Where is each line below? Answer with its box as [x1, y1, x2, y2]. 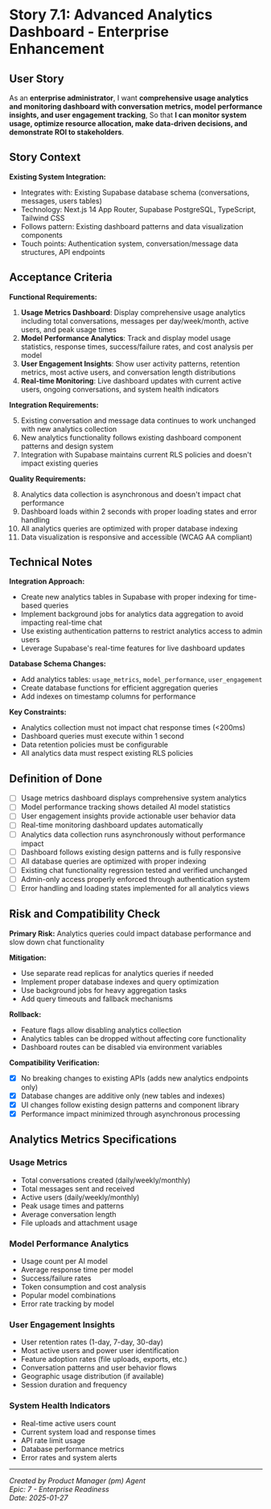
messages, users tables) [20, 195, 103, 206]
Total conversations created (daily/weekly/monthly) [20, 1175, 191, 1185]
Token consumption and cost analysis [20, 1281, 147, 1291]
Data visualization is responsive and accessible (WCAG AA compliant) [20, 532, 253, 542]
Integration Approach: [9, 576, 85, 586]
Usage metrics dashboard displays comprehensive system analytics [20, 793, 247, 803]
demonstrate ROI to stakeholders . [9, 127, 124, 137]
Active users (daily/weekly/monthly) [20, 1192, 140, 1202]
